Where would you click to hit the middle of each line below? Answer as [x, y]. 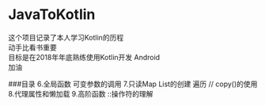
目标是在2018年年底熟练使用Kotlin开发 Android [84, 57]
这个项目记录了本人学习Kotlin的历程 [66, 37]
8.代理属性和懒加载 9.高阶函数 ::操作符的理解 [81, 93]
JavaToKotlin [52, 15]
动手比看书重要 [32, 47]
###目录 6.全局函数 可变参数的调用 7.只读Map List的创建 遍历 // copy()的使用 [133, 84]
